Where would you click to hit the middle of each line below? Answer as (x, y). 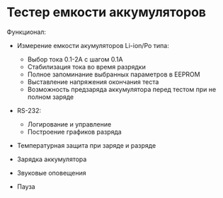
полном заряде (51, 97)
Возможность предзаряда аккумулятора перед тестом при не (122, 89)
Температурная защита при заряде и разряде (86, 145)
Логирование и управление (69, 124)
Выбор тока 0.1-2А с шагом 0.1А (75, 59)
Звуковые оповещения (51, 173)
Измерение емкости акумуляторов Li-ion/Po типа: (93, 45)
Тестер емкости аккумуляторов (107, 12)
